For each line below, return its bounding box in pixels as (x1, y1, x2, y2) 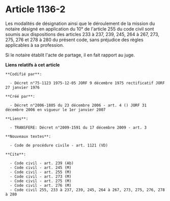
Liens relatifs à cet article (5, 62, 60, 68)
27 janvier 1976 (5, 85, 40, 90)
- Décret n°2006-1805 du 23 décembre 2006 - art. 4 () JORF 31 (10, 103, 147, 108)
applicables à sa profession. (5, 42, 65, 48)
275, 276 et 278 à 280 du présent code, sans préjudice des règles (5, 37, 144, 43)
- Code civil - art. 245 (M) (10, 165, 72, 170)
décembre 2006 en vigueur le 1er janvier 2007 (5, 107, 106, 112)
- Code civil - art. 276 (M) (10, 183, 72, 188)
